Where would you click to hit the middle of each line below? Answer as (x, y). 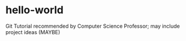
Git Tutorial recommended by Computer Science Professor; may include (93, 26)
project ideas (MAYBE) (33, 32)
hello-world (35, 10)
